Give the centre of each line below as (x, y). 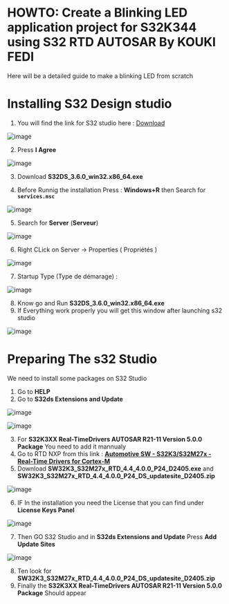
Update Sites (36, 544)
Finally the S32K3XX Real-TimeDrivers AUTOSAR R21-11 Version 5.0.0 (120, 585)
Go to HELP (34, 391)
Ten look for (34, 571)
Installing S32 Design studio (90, 104)
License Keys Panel (46, 510)
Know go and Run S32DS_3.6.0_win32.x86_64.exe (91, 303)
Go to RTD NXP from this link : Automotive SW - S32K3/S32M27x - (114, 453)
